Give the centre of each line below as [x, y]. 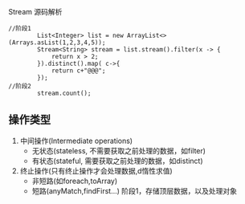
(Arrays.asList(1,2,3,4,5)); [57, 43]
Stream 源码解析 [35, 12]
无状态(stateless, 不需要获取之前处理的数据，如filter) [119, 150]
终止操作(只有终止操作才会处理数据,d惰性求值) [96, 170]
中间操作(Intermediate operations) [76, 141]
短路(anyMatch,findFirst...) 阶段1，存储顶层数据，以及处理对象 [134, 190]
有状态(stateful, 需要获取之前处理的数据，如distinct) [117, 161]
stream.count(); [64, 93]
